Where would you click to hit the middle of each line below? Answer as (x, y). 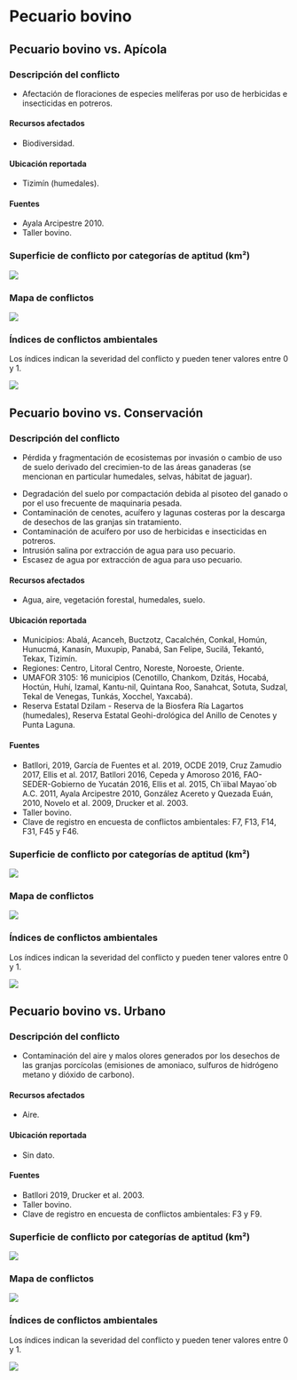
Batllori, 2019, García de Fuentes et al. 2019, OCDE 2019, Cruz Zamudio (152, 765)
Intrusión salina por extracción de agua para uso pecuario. (129, 550)
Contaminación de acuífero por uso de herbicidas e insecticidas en (145, 531)
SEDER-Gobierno (54, 784)
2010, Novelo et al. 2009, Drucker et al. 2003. (105, 802)
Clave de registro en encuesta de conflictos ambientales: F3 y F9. (142, 1214)
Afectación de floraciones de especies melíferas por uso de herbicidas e (155, 93)
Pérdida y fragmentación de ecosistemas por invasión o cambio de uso (152, 458)
